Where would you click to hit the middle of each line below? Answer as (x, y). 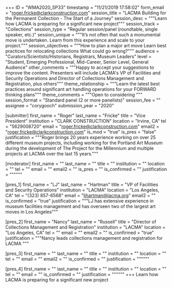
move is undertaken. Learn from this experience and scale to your (75, 40)
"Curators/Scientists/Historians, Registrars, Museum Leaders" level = (79, 56)
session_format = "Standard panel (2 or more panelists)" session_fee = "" (83, 100)
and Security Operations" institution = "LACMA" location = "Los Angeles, (82, 190)
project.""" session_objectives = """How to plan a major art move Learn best (86, 45)
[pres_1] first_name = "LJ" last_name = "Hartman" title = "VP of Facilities (82, 185)
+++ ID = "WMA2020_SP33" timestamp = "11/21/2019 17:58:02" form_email (85, 7)
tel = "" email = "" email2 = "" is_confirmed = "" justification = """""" (78, 259)
